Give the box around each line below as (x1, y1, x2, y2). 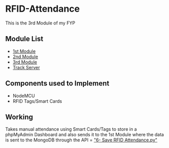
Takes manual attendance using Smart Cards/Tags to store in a (5, 126, 137, 132)
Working (5, 112, 33, 121)
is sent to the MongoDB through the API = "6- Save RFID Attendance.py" (5, 137, 158, 143)
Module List (5, 35, 43, 43)
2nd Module (12, 53, 38, 60)
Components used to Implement (5, 79, 109, 88)
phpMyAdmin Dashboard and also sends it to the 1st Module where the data (5, 132, 164, 138)
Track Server (12, 64, 40, 70)
